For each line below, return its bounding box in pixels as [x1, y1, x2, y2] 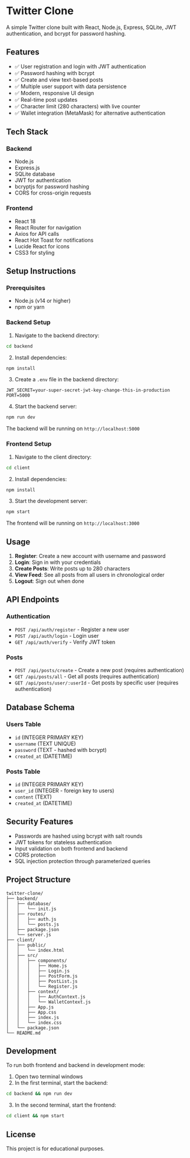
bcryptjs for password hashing [14, 183, 90, 190]
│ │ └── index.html [6, 947, 65, 953]
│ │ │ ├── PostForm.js [6, 973, 78, 979]
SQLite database [14, 170, 55, 178]
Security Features [6, 817, 74, 827]
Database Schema [6, 702, 75, 713]
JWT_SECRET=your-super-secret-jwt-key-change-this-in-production [6, 387, 170, 394]
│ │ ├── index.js [6, 1014, 60, 1020]
